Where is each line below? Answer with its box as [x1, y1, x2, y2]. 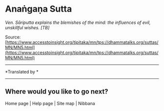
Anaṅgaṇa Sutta [5, 3, 72, 15]
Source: [5, 34, 21, 40]
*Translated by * [5, 69, 39, 74]
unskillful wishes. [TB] [5, 24, 50, 30]
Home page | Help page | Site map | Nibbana [5, 100, 95, 106]
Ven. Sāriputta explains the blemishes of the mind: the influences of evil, [5, 19, 151, 25]
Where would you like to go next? [5, 88, 108, 96]
